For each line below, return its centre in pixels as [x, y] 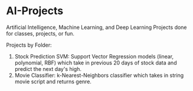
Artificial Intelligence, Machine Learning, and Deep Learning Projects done [97, 27]
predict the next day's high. [48, 69]
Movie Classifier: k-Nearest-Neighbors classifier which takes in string [99, 75]
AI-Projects [35, 11]
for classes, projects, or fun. [40, 33]
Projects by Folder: [29, 45]
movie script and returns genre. [53, 82]
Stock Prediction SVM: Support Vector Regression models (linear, [94, 56]
